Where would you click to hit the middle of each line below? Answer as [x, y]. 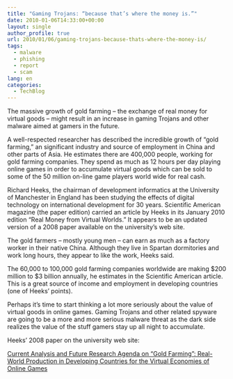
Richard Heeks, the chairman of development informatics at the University [113, 190]
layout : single [29, 26]
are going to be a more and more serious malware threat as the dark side [112, 319]
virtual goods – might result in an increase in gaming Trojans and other [108, 118]
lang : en [20, 78]
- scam [23, 72]
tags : [15, 46]
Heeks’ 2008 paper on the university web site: [73, 340]
